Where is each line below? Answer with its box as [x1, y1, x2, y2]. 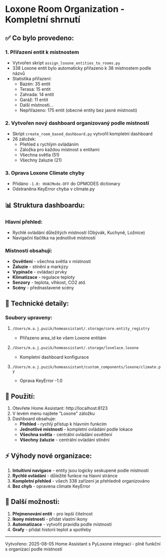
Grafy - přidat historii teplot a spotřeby [12, 526, 91, 532]
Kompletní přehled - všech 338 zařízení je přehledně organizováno [12, 478, 150, 484]
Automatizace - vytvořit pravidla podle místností [12, 521, 112, 527]
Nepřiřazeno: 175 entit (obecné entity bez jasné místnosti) [19, 107, 137, 113]
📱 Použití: [5, 392, 36, 400]
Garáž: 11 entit [19, 97, 48, 103]
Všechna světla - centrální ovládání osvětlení [19, 431, 113, 437]
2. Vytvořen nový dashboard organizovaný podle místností [5, 119, 149, 126]
